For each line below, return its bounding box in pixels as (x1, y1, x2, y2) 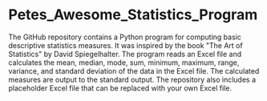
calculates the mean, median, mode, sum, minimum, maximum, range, (8, 58, 240, 67)
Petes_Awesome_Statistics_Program (8, 6, 258, 24)
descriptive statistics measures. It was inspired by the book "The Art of (8, 40, 243, 50)
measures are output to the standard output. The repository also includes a (8, 75, 257, 84)
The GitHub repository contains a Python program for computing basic (8, 32, 242, 42)
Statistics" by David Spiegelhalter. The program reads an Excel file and (8, 49, 242, 59)
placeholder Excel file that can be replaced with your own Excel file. (8, 83, 233, 93)
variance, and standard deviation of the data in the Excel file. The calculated (8, 66, 260, 75)
